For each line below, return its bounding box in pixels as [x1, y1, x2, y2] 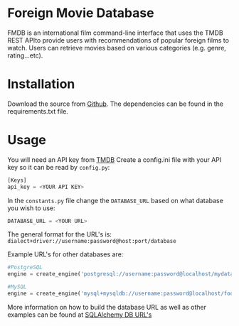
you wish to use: [7, 204, 55, 212]
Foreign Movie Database [7, 5, 154, 21]
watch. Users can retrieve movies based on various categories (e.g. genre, [7, 43, 226, 52]
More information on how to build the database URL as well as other [7, 303, 206, 311]
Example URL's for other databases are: [7, 250, 124, 259]
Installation [7, 76, 75, 92]
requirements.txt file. [7, 107, 69, 115]
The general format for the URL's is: [7, 230, 112, 239]
